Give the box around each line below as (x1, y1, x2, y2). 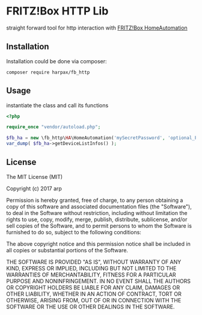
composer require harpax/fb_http (6, 69, 90, 75)
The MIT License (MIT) (6, 173, 63, 180)
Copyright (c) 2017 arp (6, 185, 62, 192)
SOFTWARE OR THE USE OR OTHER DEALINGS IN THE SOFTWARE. (6, 303, 175, 310)
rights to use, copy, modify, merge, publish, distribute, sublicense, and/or (6, 216, 188, 223)
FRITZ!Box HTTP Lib (6, 4, 109, 18)
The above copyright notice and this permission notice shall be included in (6, 240, 191, 248)
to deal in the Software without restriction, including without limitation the (6, 209, 188, 216)
